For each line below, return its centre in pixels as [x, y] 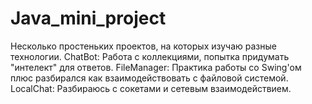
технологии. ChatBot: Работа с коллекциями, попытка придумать [150, 56]
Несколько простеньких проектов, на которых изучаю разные [143, 46]
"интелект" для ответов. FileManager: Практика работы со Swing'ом [156, 67]
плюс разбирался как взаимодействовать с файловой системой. [149, 78]
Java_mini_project [88, 18]
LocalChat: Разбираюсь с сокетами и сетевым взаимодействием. [151, 88]
